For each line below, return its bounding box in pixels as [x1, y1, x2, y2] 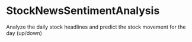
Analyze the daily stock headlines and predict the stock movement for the [6, 23, 186, 30]
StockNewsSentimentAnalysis [6, 4, 160, 17]
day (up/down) [6, 29, 43, 36]
